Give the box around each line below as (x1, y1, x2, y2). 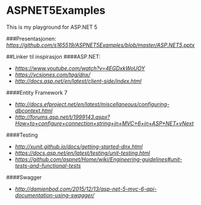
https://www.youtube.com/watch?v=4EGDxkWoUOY (14, 64, 145, 72)
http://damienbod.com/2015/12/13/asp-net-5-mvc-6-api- (14, 185, 157, 192)
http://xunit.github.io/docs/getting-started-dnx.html (14, 143, 143, 150)
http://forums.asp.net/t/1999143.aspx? (14, 113, 110, 120)
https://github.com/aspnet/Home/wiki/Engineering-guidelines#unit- (14, 155, 182, 162)
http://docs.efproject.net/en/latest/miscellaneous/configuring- (14, 100, 170, 108)
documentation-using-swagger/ (14, 191, 95, 198)
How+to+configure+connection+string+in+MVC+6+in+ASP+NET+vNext (14, 119, 194, 126)
